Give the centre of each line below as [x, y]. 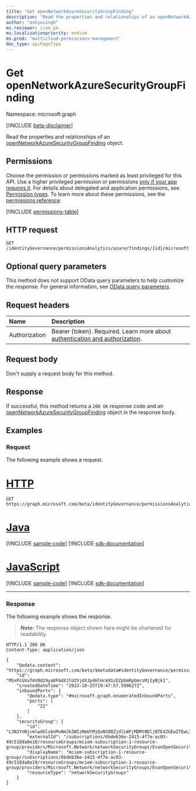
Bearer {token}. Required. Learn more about [111, 331]
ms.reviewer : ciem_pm [32, 28]
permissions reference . [34, 200]
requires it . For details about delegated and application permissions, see [93, 188]
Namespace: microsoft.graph [41, 114]
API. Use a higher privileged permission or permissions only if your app [92, 181]
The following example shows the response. [59, 617]
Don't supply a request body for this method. [60, 373]
